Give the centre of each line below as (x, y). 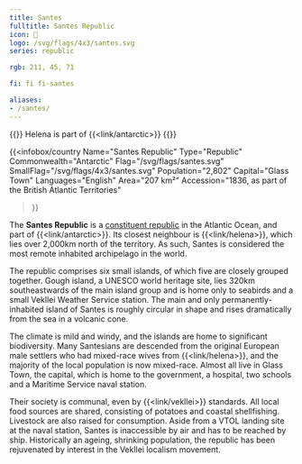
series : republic (42, 51)
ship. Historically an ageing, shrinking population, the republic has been (142, 440)
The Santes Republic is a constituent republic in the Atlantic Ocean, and (143, 224)
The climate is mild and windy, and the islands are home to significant (138, 336)
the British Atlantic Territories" (65, 189)
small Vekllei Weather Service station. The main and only (115, 299)
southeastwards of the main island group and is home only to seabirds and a (151, 290)
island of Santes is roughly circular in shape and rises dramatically (169, 309)
